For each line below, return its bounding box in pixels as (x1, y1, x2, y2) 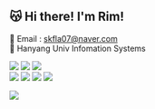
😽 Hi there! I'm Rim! (9, 9, 125, 25)
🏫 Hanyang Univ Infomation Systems (9, 43, 147, 54)
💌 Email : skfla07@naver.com (9, 33, 118, 44)
